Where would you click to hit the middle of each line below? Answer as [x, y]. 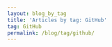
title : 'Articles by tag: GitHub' [57, 20]
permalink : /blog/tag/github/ [51, 33]
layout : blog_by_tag [37, 13]
